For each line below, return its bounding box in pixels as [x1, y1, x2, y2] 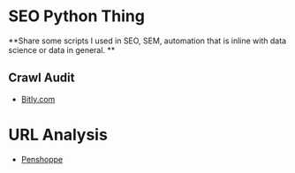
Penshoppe [20, 154, 64, 164]
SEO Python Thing [8, 6, 145, 26]
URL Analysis [8, 124, 108, 145]
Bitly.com [20, 94, 56, 104]
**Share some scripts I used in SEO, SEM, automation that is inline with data [8, 35, 287, 46]
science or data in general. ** [8, 44, 116, 55]
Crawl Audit [8, 71, 75, 86]
